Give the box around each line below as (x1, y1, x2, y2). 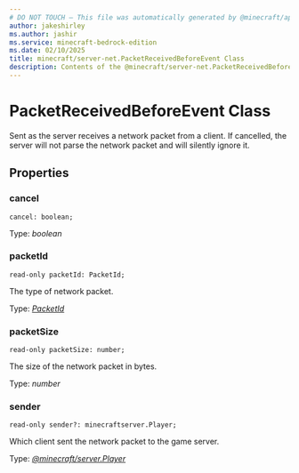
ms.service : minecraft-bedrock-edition (9, 37, 158, 47)
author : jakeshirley (9, 21, 86, 30)
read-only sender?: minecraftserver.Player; (9, 421, 177, 429)
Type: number (9, 379, 61, 389)
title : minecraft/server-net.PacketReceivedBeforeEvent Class (9, 54, 245, 63)
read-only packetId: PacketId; (9, 270, 125, 279)
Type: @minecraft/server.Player (9, 453, 126, 464)
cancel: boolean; (9, 212, 74, 221)
